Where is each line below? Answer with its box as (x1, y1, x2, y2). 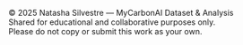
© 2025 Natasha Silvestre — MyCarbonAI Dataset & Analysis (8, 8, 234, 18)
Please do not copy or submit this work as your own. (8, 26, 203, 36)
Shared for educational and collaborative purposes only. (8, 17, 216, 27)
